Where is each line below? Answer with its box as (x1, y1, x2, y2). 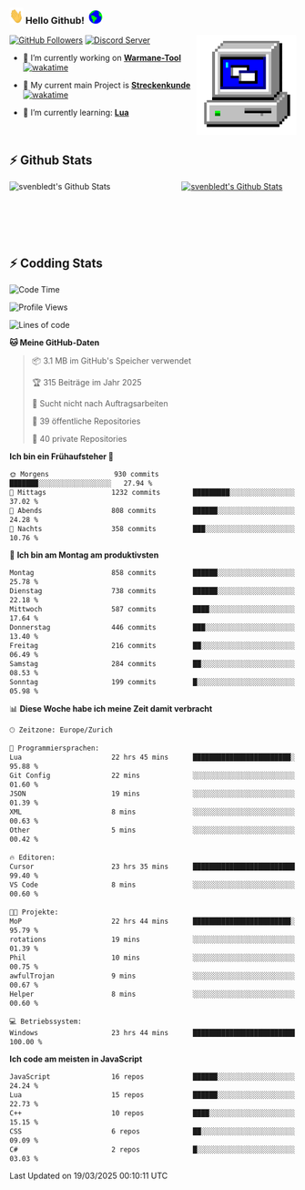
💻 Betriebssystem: (9, 1017, 82, 1026)
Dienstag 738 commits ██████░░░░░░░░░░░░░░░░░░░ (9, 586, 296, 595)
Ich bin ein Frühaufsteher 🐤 (9, 450, 114, 462)
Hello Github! (25, 14, 85, 26)
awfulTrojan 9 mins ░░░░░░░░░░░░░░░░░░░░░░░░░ (9, 971, 296, 980)
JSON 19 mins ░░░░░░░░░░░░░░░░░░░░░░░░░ (9, 789, 296, 798)
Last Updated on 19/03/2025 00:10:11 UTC (9, 1170, 168, 1181)
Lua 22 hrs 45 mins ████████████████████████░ (9, 753, 296, 762)
